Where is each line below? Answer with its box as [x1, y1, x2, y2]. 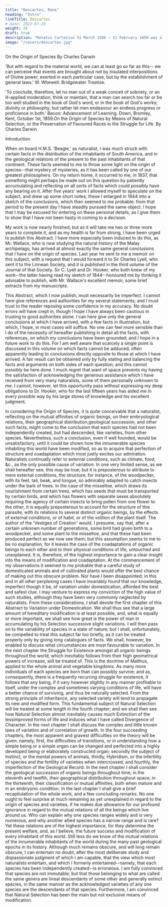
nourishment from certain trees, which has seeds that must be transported [5, 488, 159, 494]
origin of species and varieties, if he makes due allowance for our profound [5, 801, 160, 807]
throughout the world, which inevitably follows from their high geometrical [5, 652, 158, 658]
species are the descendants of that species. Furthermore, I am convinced [5, 886, 159, 892]
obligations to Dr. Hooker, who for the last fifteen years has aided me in [5, 388, 151, 394]
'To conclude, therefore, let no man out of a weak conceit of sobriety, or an [5, 88, 160, 95]
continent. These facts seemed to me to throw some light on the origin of [5, 161, 156, 167]
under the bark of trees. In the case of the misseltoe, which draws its [5, 482, 147, 488]
